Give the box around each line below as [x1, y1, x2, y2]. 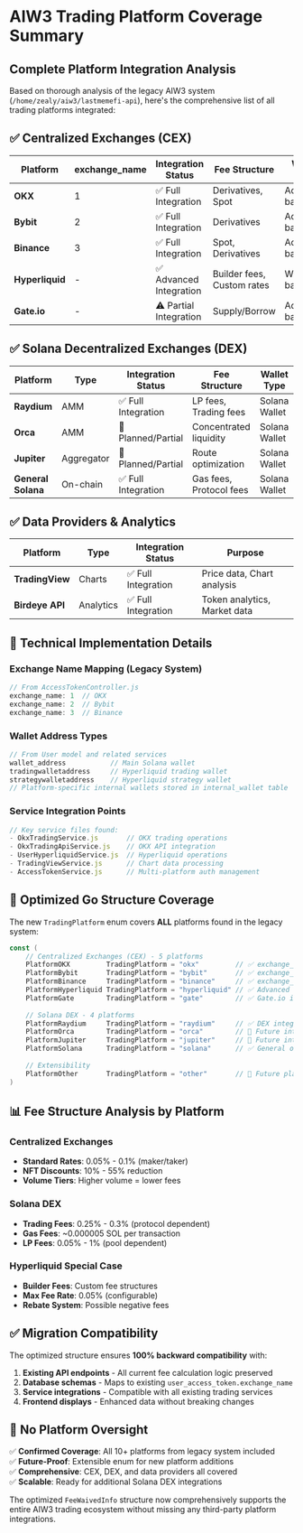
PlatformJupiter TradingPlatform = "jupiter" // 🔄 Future [25, 1036, 280, 1045]
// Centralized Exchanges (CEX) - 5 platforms [25, 952, 204, 961]
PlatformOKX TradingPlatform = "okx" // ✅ [25, 960, 254, 970]
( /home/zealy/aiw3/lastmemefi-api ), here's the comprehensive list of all [9, 95, 275, 106]
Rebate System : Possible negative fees [22, 1299, 170, 1310]
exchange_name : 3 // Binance [9, 708, 124, 717]
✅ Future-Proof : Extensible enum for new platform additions [9, 1456, 234, 1467]
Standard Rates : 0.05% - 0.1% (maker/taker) [22, 1156, 188, 1166]
